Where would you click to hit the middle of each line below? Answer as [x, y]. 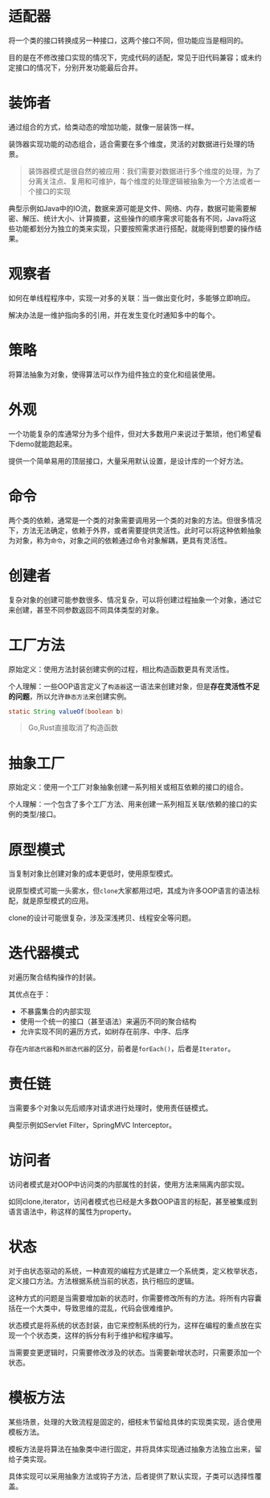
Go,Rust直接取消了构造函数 [73, 728]
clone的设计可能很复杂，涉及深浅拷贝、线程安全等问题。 [102, 918]
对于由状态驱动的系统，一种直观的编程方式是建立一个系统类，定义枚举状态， [135, 1271]
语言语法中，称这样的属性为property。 [72, 1211]
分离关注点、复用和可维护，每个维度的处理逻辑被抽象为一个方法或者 [141, 181]
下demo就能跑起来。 [43, 444]
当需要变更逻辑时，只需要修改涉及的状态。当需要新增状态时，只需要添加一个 [135, 1352]
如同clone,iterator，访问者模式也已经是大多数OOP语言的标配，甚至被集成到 [133, 1202]
